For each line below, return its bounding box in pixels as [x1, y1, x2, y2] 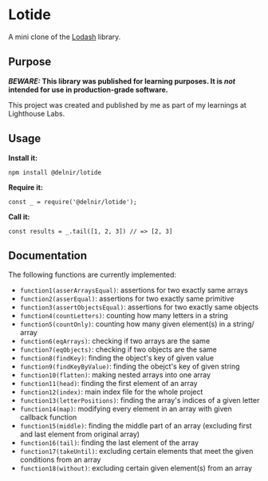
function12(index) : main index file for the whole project [19, 387, 203, 396]
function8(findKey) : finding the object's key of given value [19, 353, 214, 363]
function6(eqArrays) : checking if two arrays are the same [19, 337, 211, 346]
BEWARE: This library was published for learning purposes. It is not [8, 76, 236, 85]
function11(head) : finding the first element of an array [19, 379, 198, 388]
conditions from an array [19, 455, 101, 464]
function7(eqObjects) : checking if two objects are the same [19, 345, 218, 354]
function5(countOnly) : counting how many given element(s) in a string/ [19, 319, 255, 329]
